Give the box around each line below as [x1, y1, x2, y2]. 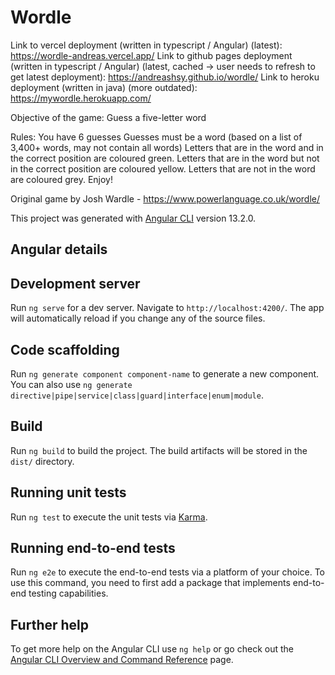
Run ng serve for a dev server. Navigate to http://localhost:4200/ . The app [10, 302, 325, 314]
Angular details [10, 241, 108, 258]
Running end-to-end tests [10, 539, 176, 556]
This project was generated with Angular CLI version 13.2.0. [10, 212, 257, 224]
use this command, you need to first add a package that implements [10, 577, 291, 589]
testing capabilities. [28, 587, 109, 600]
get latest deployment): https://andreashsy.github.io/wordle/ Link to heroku [10, 71, 320, 83]
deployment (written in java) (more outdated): [10, 81, 198, 93]
